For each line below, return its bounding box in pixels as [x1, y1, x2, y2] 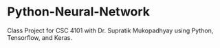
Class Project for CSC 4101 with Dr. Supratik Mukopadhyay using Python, [7, 26, 214, 34]
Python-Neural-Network [7, 4, 150, 20]
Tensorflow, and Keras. [7, 33, 72, 41]
